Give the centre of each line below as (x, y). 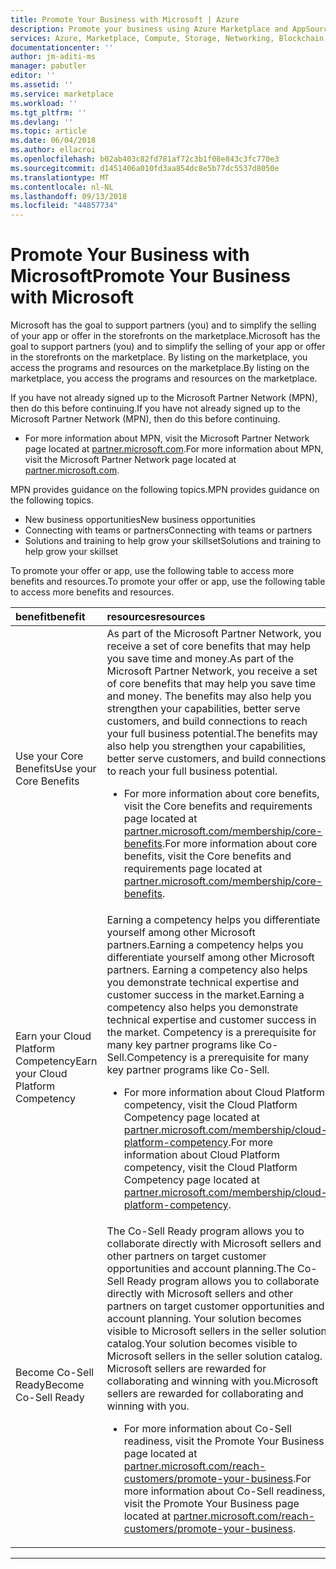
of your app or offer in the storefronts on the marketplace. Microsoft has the (165, 336)
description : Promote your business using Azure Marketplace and (149, 29)
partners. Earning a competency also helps (207, 970)
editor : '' (33, 76)
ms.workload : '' (44, 103)
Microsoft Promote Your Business (151, 276)
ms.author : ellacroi (53, 150)
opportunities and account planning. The (200, 1269)
